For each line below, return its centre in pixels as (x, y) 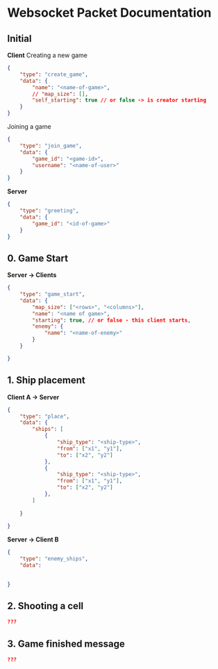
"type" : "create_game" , (54, 74)
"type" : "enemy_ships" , (54, 559)
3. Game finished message (66, 644)
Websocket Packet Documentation (109, 13)
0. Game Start (37, 258)
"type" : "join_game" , (51, 145)
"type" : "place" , (45, 416)
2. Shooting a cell (45, 606)
